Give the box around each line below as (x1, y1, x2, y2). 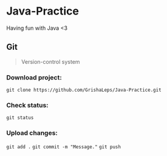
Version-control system (21, 58, 80, 65)
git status (6, 115, 34, 121)
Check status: (6, 101, 49, 109)
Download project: (6, 73, 62, 81)
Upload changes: (6, 129, 58, 137)
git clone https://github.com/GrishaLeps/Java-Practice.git (6, 87, 162, 93)
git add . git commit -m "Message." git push (6, 144, 121, 150)
